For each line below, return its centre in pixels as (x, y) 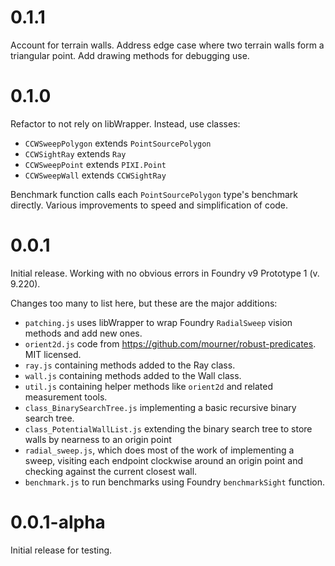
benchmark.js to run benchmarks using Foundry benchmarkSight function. (175, 482)
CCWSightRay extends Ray (75, 153)
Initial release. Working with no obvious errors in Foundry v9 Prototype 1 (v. (165, 273)
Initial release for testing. (61, 550)
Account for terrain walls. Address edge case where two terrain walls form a (167, 45)
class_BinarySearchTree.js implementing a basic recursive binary (160, 407)
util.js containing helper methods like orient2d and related (148, 386)
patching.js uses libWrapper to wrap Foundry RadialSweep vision (158, 322)
